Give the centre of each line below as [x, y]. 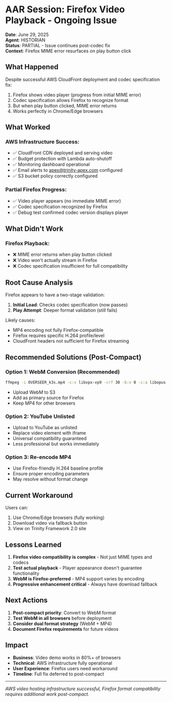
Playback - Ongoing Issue [61, 20]
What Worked [28, 127]
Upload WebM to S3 [34, 392]
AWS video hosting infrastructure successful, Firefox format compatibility [83, 689]
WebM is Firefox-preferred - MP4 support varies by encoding [79, 579]
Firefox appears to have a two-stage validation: [55, 295]
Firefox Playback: [27, 244]
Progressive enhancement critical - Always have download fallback [85, 584]
